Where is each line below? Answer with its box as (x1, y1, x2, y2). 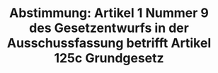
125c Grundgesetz (53, 50, 165, 67)
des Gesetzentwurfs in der (28, 20, 190, 36)
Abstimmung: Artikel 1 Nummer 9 (8, 5, 210, 21)
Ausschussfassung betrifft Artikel (6, 35, 212, 51)
